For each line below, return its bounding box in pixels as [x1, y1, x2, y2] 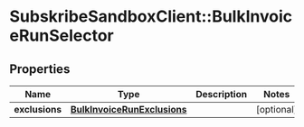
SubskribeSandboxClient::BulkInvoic [9, 6, 293, 27]
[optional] [255, 104, 298, 115]
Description [195, 88, 247, 100]
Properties [9, 61, 71, 77]
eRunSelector [9, 25, 115, 46]
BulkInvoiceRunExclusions [70, 104, 187, 115]
